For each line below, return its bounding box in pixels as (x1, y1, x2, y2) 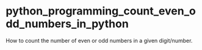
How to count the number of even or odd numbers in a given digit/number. (5, 37, 193, 44)
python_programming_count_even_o (5, 4, 196, 18)
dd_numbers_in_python (5, 17, 129, 31)
